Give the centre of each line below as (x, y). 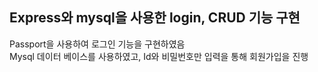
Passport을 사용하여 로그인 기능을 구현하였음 (97, 44)
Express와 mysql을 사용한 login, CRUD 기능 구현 (155, 18)
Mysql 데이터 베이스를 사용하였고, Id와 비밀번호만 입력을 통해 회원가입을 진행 (159, 56)
